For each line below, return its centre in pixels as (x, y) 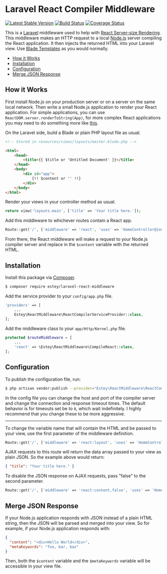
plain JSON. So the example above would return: (55, 457)
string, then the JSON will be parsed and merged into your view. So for (78, 523)
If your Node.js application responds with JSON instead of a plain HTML (79, 518)
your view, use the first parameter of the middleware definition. (70, 433)
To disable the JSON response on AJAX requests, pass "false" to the (76, 476)
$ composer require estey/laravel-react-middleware (60, 287)
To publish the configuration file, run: (43, 379)
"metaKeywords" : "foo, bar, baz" (44, 547)
